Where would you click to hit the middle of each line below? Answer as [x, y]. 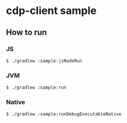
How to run [27, 32]
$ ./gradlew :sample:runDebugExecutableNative [64, 114]
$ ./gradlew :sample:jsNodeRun [44, 61]
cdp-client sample [51, 11]
